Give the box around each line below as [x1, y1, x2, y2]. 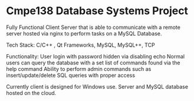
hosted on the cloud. [6, 89, 57, 96]
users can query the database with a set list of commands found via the [6, 59, 180, 66]
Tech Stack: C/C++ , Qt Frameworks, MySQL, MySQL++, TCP [6, 41, 155, 48]
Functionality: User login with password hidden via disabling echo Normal [6, 53, 185, 60]
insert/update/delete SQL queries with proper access [6, 71, 136, 79]
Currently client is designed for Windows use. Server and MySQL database [6, 83, 189, 90]
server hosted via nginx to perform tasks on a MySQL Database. [6, 30, 162, 37]
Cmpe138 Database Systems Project [6, 4, 189, 18]
